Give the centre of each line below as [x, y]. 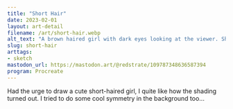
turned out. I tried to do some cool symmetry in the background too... [106, 98]
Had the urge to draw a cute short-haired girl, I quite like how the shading [112, 91]
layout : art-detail [35, 26]
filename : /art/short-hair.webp [54, 33]
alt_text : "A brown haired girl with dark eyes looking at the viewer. [113, 39]
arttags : [20, 52]
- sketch [20, 59]
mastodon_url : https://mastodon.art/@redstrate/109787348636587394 [107, 65]
